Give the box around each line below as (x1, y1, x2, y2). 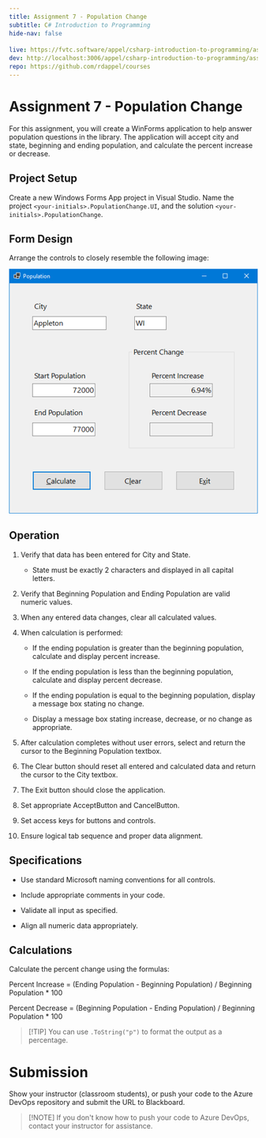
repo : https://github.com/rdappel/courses (9, 63, 151, 71)
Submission (9, 1063, 89, 1081)
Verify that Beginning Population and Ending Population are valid (20, 589, 230, 598)
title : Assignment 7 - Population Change (9, 13, 148, 21)
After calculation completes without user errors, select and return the (20, 738, 245, 747)
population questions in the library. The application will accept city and (9, 132, 239, 141)
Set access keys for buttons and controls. (20, 815, 156, 825)
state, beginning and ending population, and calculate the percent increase (9, 140, 253, 150)
